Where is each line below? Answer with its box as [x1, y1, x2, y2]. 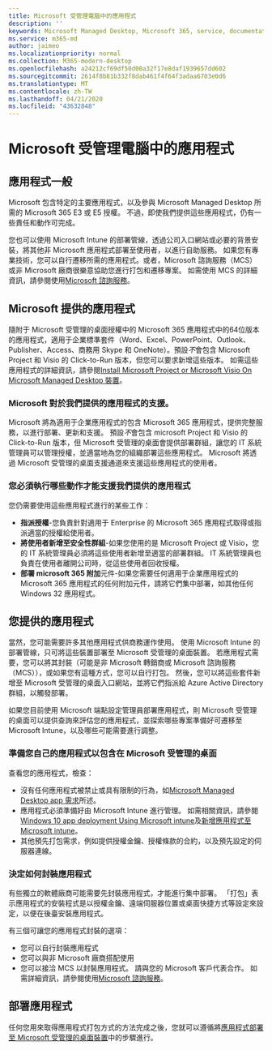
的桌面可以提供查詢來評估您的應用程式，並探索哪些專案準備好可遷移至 [8, 715, 243, 726]
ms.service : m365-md [8, 34, 79, 43]
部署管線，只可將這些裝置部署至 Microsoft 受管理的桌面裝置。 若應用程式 [8, 648, 253, 658]
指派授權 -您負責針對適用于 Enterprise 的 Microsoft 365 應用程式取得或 [19, 517, 255, 527]
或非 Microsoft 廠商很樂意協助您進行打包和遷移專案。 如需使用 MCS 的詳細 [8, 265, 258, 276]
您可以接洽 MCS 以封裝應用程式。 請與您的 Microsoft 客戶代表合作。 [19, 962, 249, 973]
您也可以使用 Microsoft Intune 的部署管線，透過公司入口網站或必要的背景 [8, 235, 252, 245]
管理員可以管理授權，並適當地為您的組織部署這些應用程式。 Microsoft [8, 448, 241, 458]
